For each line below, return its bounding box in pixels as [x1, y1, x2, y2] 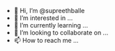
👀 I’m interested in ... [13, 14, 73, 22]
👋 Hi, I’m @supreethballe [13, 7, 85, 14]
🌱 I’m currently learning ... [13, 21, 89, 29]
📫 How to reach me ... [13, 37, 79, 44]
